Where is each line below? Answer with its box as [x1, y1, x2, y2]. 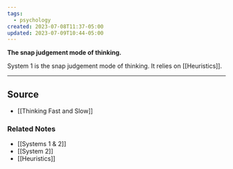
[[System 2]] [17, 147, 53, 156]
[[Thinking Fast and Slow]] [17, 107, 94, 115]
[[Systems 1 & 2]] [17, 140, 67, 148]
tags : [7, 10, 23, 17]
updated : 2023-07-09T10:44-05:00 [7, 29, 104, 37]
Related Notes [7, 124, 56, 134]
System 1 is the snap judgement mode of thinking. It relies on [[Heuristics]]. [7, 62, 223, 70]
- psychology [13, 17, 51, 24]
